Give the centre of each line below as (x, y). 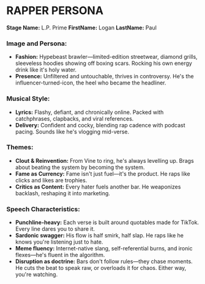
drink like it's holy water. (46, 70)
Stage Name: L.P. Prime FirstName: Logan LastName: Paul (82, 28)
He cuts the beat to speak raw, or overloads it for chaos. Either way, (101, 268)
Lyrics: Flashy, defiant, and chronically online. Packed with (89, 112)
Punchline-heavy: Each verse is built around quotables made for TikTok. (107, 222)
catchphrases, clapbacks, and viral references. (74, 118)
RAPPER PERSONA (55, 11)
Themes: (20, 148)
